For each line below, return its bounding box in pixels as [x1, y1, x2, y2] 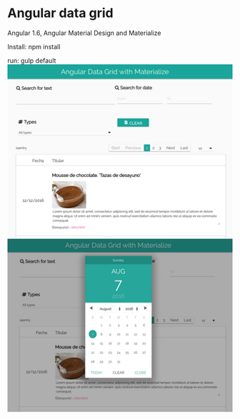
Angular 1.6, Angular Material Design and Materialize [7, 29, 161, 37]
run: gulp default [7, 56, 56, 65]
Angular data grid [7, 5, 114, 21]
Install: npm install [7, 42, 61, 51]
